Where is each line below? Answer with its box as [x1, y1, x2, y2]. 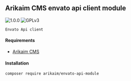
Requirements [5, 37, 35, 43]
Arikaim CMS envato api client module [5, 4, 126, 12]
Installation [5, 60, 29, 66]
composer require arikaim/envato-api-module [5, 71, 99, 76]
